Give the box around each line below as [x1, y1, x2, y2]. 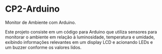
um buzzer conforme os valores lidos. [5, 44, 82, 50]
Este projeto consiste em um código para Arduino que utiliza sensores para [5, 29, 157, 35]
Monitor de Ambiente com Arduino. [5, 19, 76, 25]
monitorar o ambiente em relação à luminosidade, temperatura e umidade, [5, 34, 155, 40]
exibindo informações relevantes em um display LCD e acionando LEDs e [5, 39, 153, 45]
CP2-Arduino [5, 3, 60, 15]
